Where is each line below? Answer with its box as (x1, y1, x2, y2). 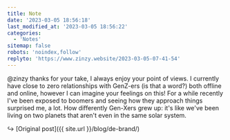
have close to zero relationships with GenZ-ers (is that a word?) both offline (7, 81, 222, 90)
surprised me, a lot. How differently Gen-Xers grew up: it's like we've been (7, 103, 220, 112)
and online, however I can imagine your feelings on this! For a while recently (7, 89, 223, 97)
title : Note (7, 10, 41, 17)
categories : (7, 29, 41, 37)
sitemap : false (7, 42, 51, 49)
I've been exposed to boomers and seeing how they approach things (7, 96, 203, 105)
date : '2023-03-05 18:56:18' (7, 17, 91, 24)
